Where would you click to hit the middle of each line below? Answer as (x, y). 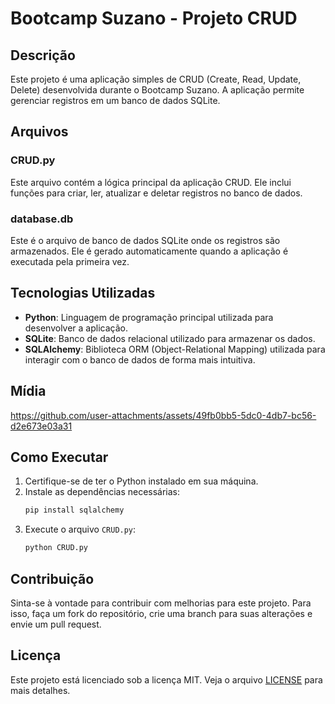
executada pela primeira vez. (70, 261)
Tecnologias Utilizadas (83, 293)
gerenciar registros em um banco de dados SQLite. (115, 100)
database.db (42, 219)
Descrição (43, 55)
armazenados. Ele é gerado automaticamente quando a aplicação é (149, 251)
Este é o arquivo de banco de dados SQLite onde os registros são (145, 240)
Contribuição (52, 578)
